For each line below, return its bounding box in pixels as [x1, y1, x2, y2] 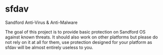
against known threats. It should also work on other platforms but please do [5, 34, 158, 40]
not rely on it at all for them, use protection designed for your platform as [5, 39, 152, 45]
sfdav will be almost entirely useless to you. [5, 44, 93, 50]
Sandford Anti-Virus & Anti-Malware [5, 19, 78, 25]
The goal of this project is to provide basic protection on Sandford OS [5, 29, 146, 35]
